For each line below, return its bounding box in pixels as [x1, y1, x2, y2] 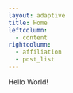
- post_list [15, 56, 56, 64]
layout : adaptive [8, 11, 66, 20]
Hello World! [8, 76, 49, 87]
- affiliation [15, 48, 62, 56]
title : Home [8, 19, 48, 27]
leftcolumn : [8, 26, 48, 34]
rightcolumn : [8, 41, 52, 49]
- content [15, 33, 48, 42]
